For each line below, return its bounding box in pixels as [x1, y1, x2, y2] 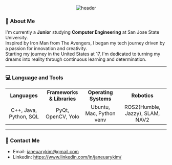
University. [5, 35, 28, 41]
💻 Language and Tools [5, 74, 63, 81]
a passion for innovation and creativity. [5, 45, 88, 52]
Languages [10, 92, 38, 99]
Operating [88, 88, 113, 96]
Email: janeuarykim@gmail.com [12, 148, 79, 154]
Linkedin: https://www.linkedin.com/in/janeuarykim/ [12, 154, 122, 160]
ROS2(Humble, [124, 103, 161, 110]
